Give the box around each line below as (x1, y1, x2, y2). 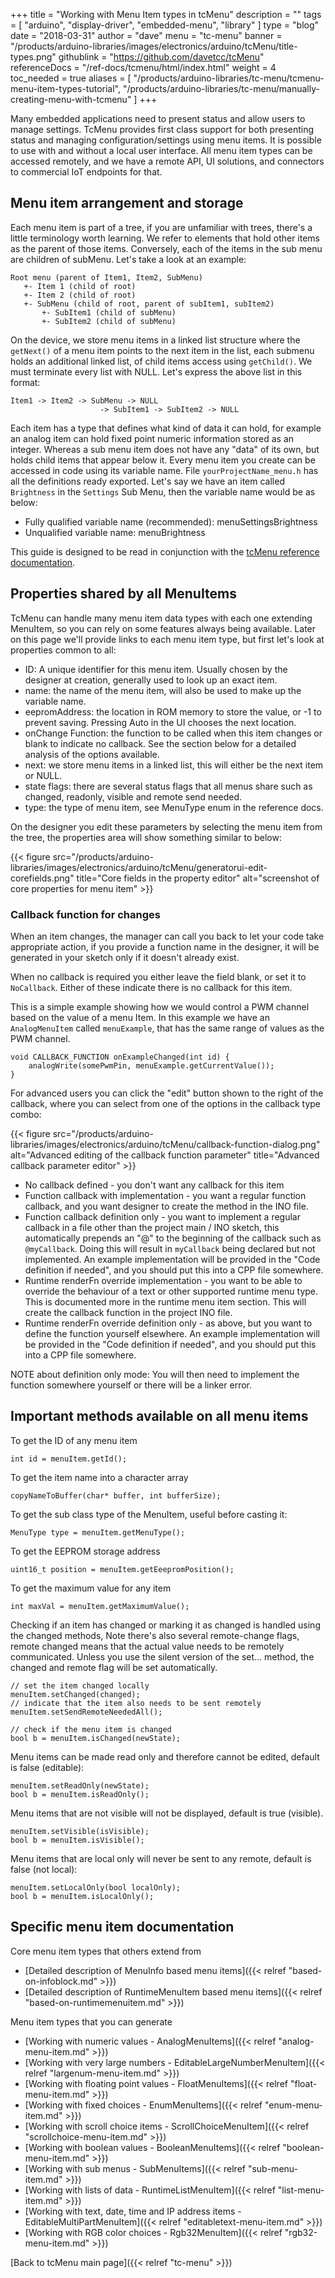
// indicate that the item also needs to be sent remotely (10, 1698, 262, 1708)
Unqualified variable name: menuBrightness (24, 526, 206, 538)
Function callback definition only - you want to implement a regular (24, 1210, 301, 1223)
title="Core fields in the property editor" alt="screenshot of (76, 872, 320, 884)
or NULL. (24, 769, 63, 781)
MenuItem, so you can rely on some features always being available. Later (10, 622, 317, 634)
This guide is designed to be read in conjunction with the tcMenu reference (10, 545, 320, 558)
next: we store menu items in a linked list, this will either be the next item (24, 759, 324, 771)
